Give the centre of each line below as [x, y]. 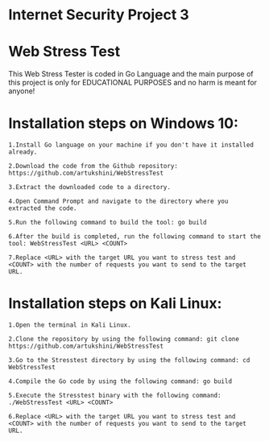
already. [23, 152]
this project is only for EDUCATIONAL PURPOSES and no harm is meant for [133, 83]
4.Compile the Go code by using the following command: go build [120, 381]
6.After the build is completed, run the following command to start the [135, 237]
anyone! [22, 91]
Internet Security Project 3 [99, 15]
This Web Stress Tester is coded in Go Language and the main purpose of [131, 74]
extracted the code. [43, 208]
